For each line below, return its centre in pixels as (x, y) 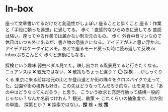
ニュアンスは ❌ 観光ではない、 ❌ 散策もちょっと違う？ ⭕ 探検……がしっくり (84, 71)
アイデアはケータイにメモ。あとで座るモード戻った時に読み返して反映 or (80, 48)
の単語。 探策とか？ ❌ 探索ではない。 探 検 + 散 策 (57, 104)
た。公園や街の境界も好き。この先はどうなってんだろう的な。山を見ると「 (82, 85)
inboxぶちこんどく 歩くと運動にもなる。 (47, 54)
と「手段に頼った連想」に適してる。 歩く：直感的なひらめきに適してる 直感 (83, 29)
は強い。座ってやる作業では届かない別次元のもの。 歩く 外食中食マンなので (83, 36)
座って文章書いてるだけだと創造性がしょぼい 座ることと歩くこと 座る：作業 (83, 23)
